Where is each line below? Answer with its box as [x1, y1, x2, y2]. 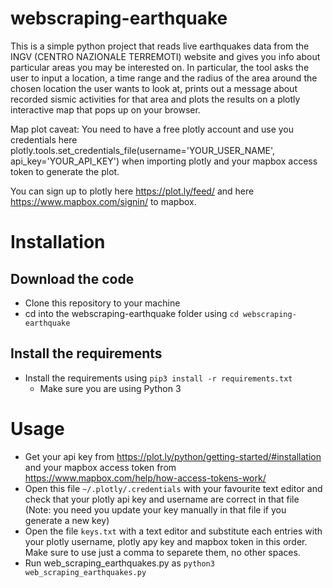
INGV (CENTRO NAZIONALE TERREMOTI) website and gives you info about [10, 50, 321, 62]
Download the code [10, 270, 135, 287]
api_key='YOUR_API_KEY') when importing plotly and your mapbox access [10, 155, 318, 167]
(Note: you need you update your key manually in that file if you [24, 503, 287, 516]
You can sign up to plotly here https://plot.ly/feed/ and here [10, 185, 255, 197]
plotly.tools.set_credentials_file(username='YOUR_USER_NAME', [10, 144, 276, 156]
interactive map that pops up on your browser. [10, 103, 201, 116]
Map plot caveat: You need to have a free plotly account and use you [10, 123, 295, 135]
